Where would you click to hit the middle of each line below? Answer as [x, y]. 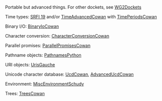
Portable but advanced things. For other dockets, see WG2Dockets [73, 7]
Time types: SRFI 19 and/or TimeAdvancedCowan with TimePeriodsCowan [81, 17]
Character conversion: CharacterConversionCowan [57, 36]
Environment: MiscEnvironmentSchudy [44, 84]
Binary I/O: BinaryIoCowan [32, 26]
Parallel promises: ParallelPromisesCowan [48, 46]
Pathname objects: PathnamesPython [43, 55]
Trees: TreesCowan [25, 93]
